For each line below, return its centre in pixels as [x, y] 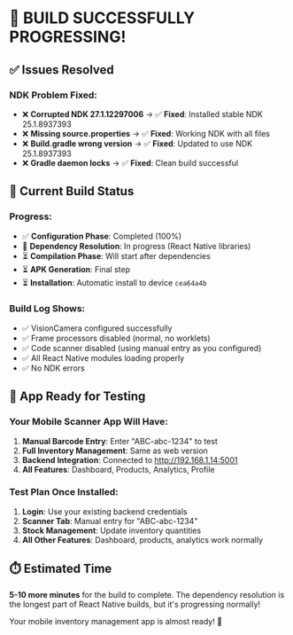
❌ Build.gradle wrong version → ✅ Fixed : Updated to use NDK [137, 143]
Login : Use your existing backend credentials [104, 511]
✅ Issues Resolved [62, 70]
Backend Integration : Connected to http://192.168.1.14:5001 [130, 459]
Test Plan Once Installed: [64, 492]
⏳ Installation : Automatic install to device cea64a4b [114, 282]
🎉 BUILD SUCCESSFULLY [102, 18]
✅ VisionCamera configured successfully [97, 328]
